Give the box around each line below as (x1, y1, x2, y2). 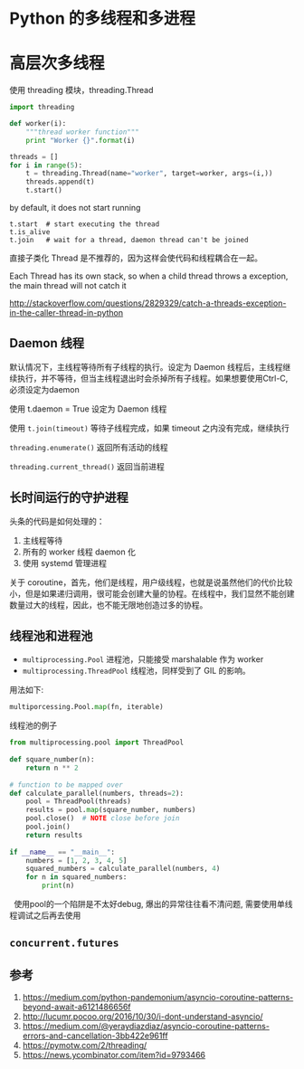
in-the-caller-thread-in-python (9, 307, 124, 317)
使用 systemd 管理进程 (22, 557, 107, 568)
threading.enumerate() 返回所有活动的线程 (9, 441, 169, 452)
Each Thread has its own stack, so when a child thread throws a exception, (9, 270, 289, 281)
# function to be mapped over (9, 780, 124, 790)
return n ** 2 (25, 763, 79, 772)
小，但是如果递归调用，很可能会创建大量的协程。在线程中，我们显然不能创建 (9, 588, 295, 599)
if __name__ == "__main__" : (9, 847, 116, 856)
